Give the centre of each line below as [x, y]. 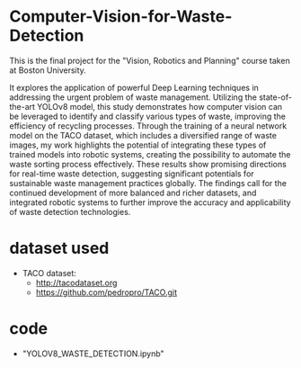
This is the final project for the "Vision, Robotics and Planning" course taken [150, 60]
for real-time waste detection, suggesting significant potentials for [132, 174]
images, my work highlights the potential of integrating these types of [138, 145]
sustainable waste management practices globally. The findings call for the [148, 183]
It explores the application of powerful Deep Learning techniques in [134, 87]
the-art [22, 106]
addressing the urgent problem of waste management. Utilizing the [133, 97]
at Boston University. [48, 70]
